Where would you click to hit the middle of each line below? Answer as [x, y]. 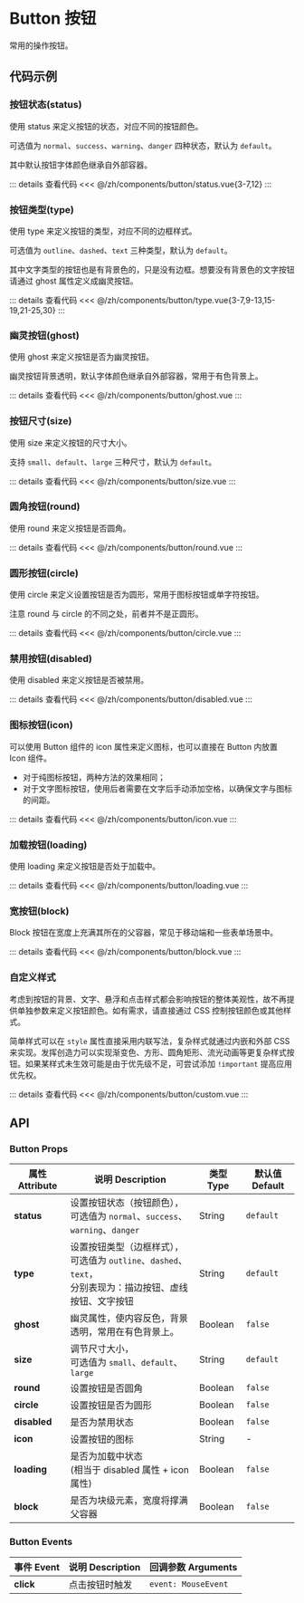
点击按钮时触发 [100, 1584]
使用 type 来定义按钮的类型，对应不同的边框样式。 [103, 231]
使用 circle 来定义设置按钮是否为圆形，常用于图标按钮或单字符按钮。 [137, 595]
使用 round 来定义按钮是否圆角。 [70, 528]
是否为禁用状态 [102, 1423]
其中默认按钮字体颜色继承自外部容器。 [81, 165]
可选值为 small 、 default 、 [127, 1362]
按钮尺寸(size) [41, 421]
